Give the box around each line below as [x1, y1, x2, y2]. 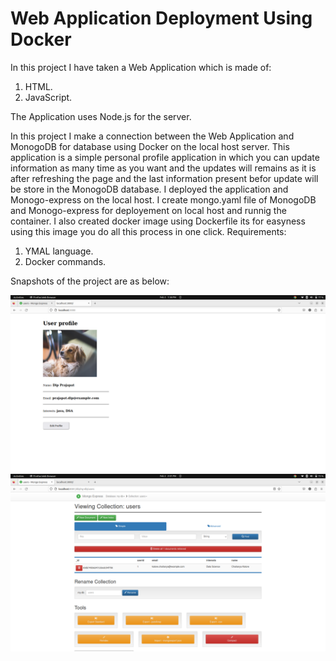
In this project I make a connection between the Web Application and [10, 130, 295, 142]
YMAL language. [24, 245, 94, 257]
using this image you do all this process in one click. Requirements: [10, 225, 287, 237]
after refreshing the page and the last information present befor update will [10, 172, 319, 184]
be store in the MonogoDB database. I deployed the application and [10, 183, 289, 195]
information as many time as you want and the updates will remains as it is [10, 162, 317, 174]
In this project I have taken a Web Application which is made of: [10, 61, 272, 73]
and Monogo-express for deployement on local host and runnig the [10, 204, 287, 216]
